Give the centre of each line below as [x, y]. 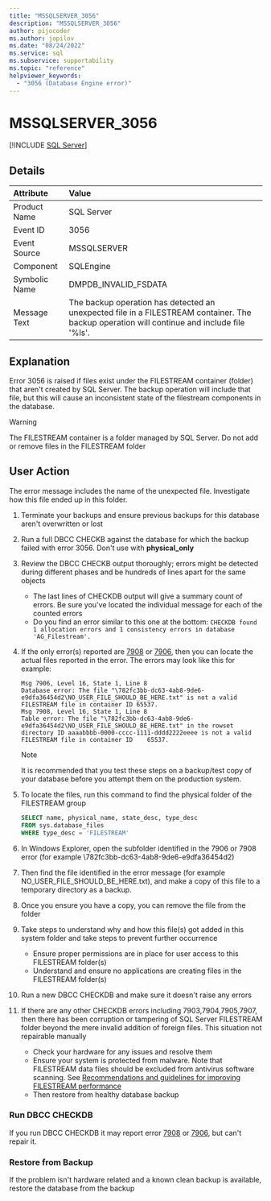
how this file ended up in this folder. [68, 499]
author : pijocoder [40, 31]
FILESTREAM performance [77, 1086]
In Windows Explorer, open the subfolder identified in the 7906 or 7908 [138, 848]
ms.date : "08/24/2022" [47, 46]
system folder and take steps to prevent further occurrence [119, 938]
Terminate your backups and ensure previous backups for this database [140, 515]
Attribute [31, 193]
